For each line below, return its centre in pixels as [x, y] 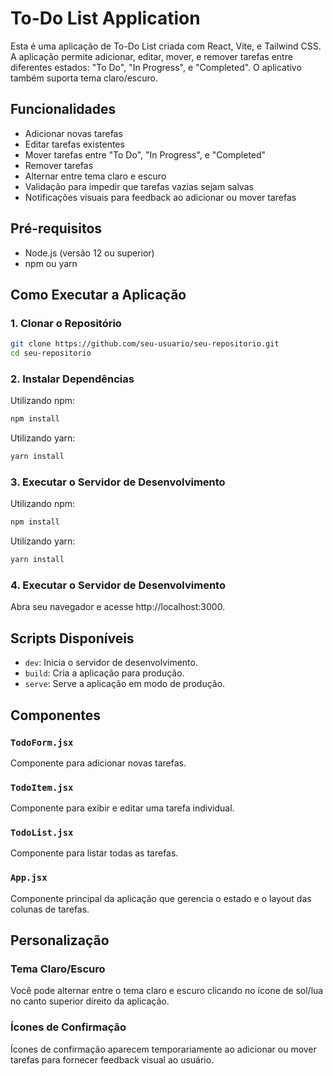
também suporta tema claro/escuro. [84, 78]
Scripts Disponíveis [72, 638]
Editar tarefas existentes [74, 144]
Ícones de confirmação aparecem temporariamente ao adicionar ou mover [163, 1049]
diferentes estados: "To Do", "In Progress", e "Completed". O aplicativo [156, 67]
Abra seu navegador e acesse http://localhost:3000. [118, 607]
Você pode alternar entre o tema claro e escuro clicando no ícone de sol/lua [167, 991]
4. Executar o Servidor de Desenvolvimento [118, 585]
